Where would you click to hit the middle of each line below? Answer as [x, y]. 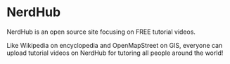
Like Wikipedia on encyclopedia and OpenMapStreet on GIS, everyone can [115, 45]
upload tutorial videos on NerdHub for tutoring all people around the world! [115, 53]
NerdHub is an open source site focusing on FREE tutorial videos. [101, 32]
